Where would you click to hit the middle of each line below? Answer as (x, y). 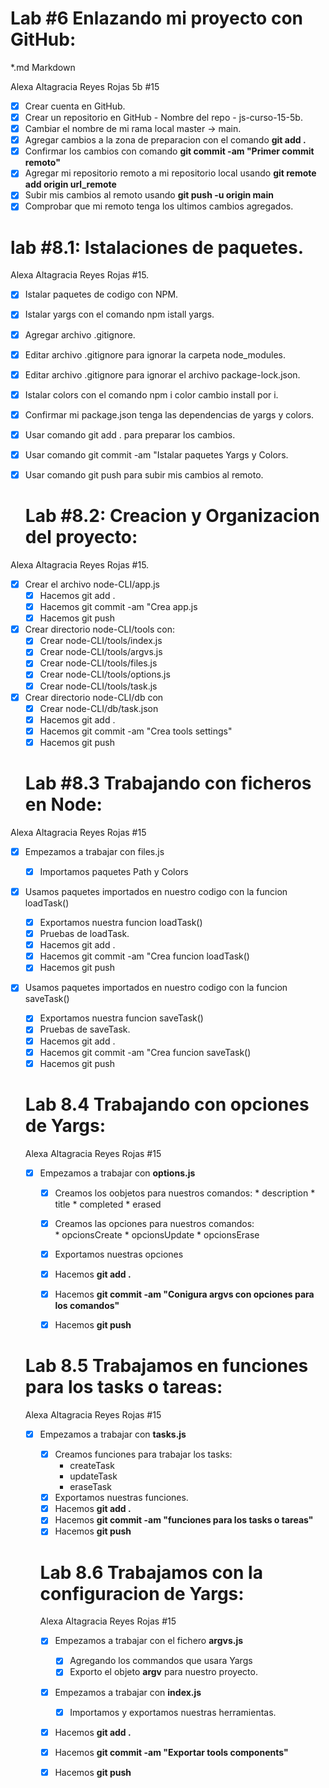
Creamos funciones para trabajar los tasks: (143, 1454)
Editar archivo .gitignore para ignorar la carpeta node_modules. (155, 354)
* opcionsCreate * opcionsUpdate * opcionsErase (157, 1234)
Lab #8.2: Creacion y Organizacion (172, 516)
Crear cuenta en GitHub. (75, 106)
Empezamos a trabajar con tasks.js (113, 1434)
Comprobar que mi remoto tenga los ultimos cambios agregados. (159, 206)
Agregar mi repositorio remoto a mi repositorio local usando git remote (170, 173)
